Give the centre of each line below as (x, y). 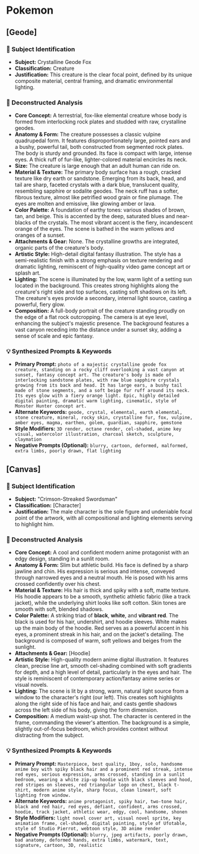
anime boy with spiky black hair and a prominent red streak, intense (104, 769)
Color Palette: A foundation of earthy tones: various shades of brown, (100, 210)
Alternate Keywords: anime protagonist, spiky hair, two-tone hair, (101, 801)
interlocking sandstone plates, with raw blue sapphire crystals (97, 380)
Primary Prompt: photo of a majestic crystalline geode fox (91, 364)
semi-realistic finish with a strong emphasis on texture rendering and (99, 260)
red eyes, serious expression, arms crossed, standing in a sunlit (99, 775)
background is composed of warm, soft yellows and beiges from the (98, 640)
